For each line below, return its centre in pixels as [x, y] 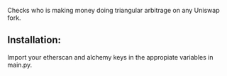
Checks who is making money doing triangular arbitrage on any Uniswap [113, 10]
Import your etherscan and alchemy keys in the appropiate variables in [110, 57]
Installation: [34, 40]
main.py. [20, 65]
